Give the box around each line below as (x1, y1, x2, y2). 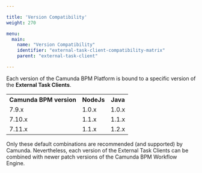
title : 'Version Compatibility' (6, 14, 87, 20)
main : (11, 36, 26, 42)
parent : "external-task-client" (17, 53, 98, 59)
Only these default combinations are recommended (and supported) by (6, 140, 183, 148)
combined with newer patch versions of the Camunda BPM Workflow (6, 153, 177, 160)
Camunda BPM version (9, 95, 76, 104)
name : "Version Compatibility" (17, 42, 96, 48)
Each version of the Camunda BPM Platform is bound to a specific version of (6, 75, 196, 82)
